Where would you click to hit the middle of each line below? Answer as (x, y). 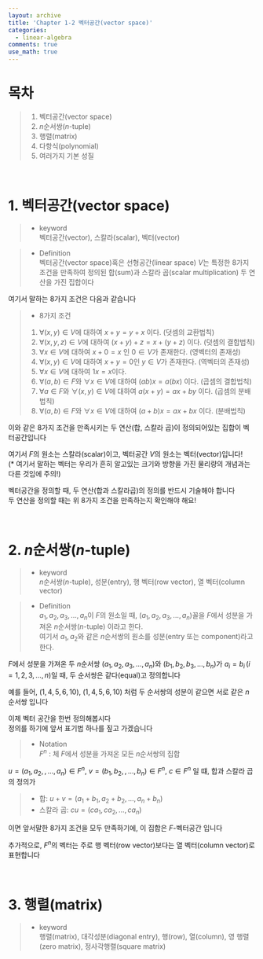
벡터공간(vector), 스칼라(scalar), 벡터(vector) (110, 237)
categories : (27, 30)
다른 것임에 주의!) (35, 473)
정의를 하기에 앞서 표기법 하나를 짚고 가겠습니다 (80, 729)
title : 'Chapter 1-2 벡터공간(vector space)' (80, 23)
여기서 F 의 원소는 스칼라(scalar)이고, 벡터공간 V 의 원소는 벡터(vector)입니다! (126, 454)
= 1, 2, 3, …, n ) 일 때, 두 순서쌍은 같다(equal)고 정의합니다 (94, 675)
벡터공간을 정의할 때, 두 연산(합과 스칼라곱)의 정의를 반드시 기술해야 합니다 (122, 490)
